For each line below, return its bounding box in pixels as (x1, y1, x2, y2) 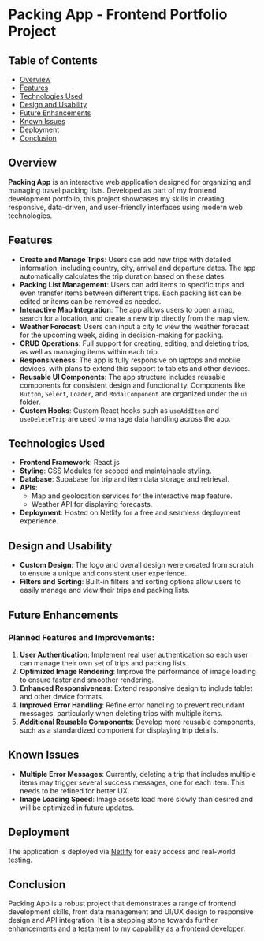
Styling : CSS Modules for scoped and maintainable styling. (19, 466, 212, 475)
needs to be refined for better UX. (19, 785, 130, 795)
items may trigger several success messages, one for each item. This (19, 778, 246, 787)
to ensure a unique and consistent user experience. (19, 568, 188, 578)
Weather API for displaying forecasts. (31, 500, 153, 509)
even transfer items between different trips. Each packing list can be (19, 288, 242, 298)
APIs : (19, 483, 38, 493)
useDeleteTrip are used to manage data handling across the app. (19, 414, 231, 423)
